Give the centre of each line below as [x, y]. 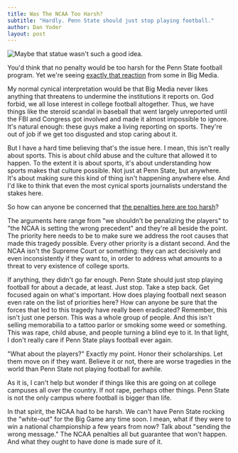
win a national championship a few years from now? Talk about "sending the [119, 427]
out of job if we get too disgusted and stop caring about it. [92, 134]
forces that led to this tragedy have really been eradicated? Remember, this [117, 310]
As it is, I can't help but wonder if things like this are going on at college [112, 383]
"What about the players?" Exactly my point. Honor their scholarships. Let [115, 354]
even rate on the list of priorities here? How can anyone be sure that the [113, 302]
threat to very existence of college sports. [69, 266]
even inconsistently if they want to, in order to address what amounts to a [115, 258]
